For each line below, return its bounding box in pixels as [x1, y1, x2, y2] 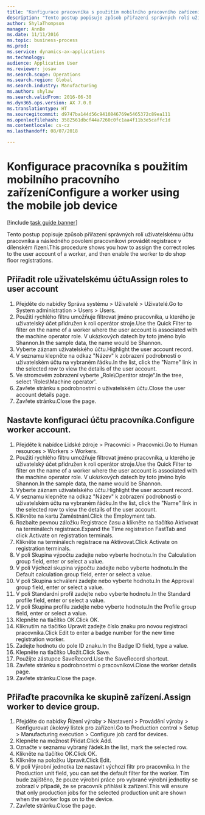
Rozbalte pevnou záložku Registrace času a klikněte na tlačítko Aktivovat [15, 518, 198, 526]
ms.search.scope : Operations [7, 71, 81, 78]
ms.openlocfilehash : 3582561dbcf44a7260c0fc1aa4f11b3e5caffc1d [7, 117, 171, 123]
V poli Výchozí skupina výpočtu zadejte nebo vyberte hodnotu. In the [15, 564, 188, 571]
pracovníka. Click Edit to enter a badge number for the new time [15, 629, 175, 636]
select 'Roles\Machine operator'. [15, 378, 97, 385]
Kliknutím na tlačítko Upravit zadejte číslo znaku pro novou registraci [15, 622, 188, 629]
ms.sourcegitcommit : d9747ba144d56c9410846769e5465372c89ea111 [7, 111, 171, 117]
